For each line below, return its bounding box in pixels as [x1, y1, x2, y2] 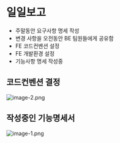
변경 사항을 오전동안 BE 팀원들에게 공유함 [15, 34, 114, 42]
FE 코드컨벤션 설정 [15, 42, 60, 50]
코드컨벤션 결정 [6, 77, 61, 87]
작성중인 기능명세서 [6, 113, 75, 123]
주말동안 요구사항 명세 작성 [15, 27, 80, 34]
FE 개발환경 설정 [15, 50, 55, 57]
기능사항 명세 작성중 [15, 57, 63, 65]
